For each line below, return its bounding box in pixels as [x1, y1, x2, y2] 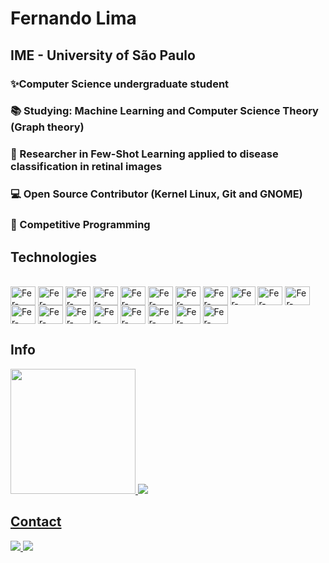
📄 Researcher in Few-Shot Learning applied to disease [10, 147, 279, 161]
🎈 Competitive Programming [10, 218, 151, 232]
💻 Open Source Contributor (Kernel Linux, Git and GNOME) [10, 187, 303, 201]
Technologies [10, 248, 98, 266]
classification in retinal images [10, 160, 163, 174]
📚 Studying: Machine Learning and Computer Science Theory [10, 104, 319, 118]
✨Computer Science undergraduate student [10, 77, 230, 91]
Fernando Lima [10, 7, 137, 30]
